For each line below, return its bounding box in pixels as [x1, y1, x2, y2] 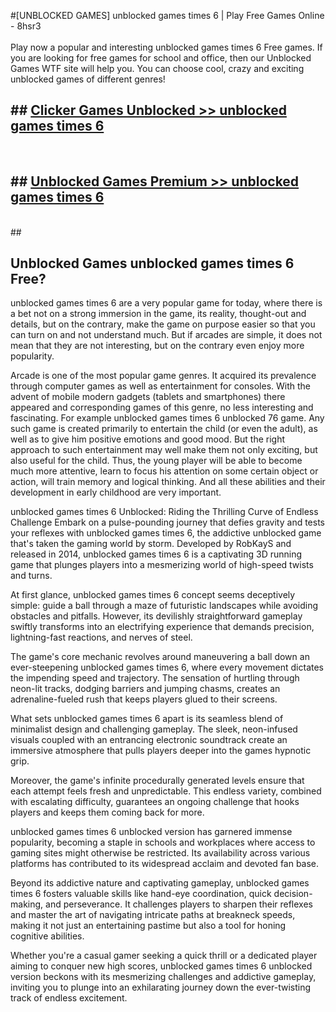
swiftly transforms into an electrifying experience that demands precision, [10, 621, 315, 633]
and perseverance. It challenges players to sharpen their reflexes [45, 898, 313, 910]
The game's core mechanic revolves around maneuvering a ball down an [10, 651, 310, 663]
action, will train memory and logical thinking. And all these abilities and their [10, 476, 326, 488]
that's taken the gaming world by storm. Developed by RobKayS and [10, 538, 292, 550]
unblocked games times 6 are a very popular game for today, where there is [10, 297, 323, 309]
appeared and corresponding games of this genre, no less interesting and [10, 401, 314, 414]
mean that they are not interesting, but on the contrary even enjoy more [10, 340, 305, 352]
